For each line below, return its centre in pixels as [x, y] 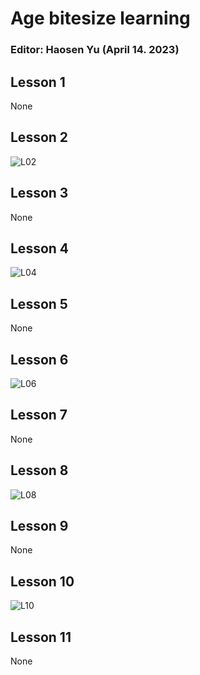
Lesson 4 [40, 248]
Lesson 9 [39, 526]
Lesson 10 [42, 581]
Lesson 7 [39, 415]
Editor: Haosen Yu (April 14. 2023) [95, 50]
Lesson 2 [39, 137]
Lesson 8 [39, 470]
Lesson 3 [39, 193]
